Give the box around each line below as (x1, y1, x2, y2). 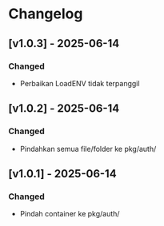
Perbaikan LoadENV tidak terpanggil (19, 78, 140, 88)
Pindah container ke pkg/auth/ (19, 209, 120, 219)
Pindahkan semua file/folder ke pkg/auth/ (19, 144, 157, 153)
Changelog (8, 5, 83, 23)
